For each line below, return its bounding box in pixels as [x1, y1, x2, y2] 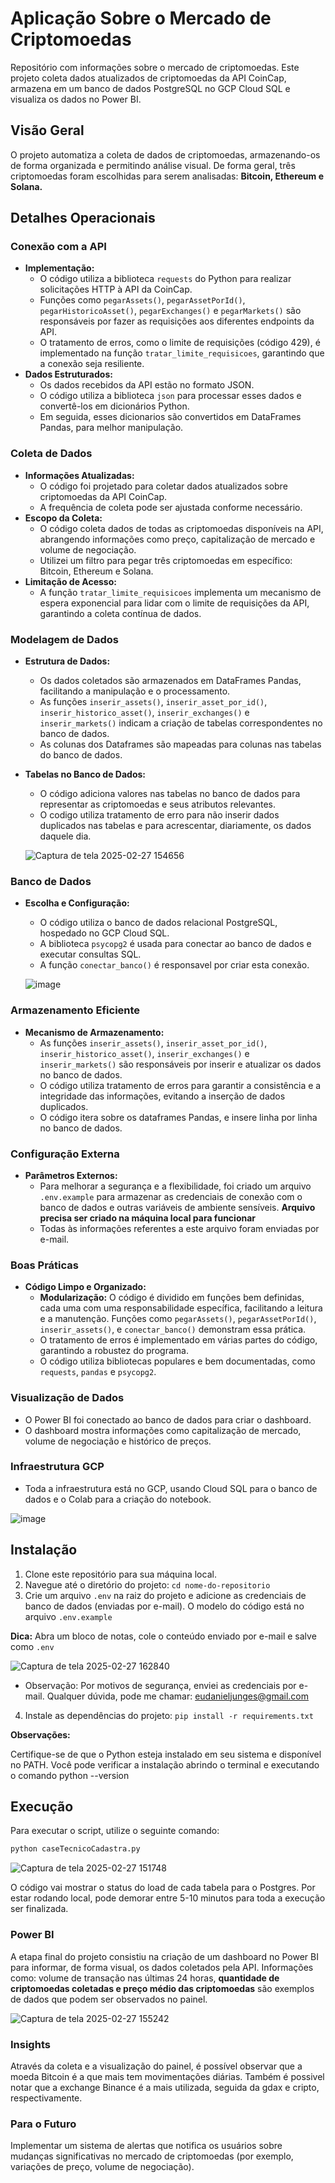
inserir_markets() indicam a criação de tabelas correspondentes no [39, 717, 323, 729]
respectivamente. [10, 2092, 83, 2104]
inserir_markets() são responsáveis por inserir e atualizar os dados [39, 1058, 322, 1070]
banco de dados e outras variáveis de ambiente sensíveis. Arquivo [39, 1201, 316, 1213]
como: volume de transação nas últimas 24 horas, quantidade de [10, 1972, 280, 1984]
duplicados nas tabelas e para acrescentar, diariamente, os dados [39, 820, 312, 832]
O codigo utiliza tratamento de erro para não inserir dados [39, 809, 280, 821]
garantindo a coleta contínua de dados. [39, 607, 202, 619]
